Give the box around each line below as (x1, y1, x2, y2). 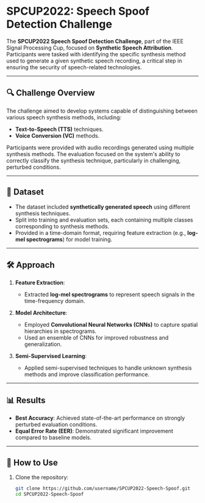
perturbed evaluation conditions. (15, 421, 98, 428)
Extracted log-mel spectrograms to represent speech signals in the (24, 291, 195, 298)
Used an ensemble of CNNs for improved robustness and (24, 334, 169, 341)
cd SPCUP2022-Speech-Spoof (15, 491, 84, 497)
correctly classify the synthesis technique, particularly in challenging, (6, 157, 181, 164)
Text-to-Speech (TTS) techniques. (15, 125, 104, 133)
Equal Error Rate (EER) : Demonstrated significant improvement (15, 427, 174, 435)
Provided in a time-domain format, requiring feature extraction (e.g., (15, 229, 186, 236)
